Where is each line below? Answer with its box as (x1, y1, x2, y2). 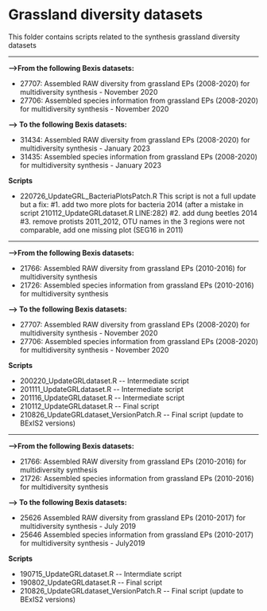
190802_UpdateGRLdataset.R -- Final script (19, 578, 163, 587)
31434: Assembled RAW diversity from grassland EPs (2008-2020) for (19, 135, 250, 144)
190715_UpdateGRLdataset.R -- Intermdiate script (19, 569, 182, 578)
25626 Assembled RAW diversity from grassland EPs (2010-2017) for (19, 512, 246, 523)
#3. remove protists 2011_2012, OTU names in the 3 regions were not (19, 217, 245, 226)
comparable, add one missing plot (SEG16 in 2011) (19, 225, 184, 234)
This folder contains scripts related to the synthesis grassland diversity (8, 32, 241, 41)
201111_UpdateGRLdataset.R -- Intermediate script (19, 384, 184, 394)
